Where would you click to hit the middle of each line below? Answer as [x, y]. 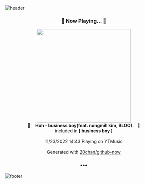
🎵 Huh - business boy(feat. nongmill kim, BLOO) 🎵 [84, 126]
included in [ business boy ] [84, 131]
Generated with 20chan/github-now [84, 152]
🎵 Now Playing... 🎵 [84, 21]
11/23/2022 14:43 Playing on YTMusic [84, 142]
